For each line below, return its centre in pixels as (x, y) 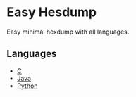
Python (27, 86)
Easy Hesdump (51, 12)
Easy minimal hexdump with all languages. (68, 32)
